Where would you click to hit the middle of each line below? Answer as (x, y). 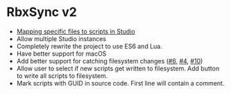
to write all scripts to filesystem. (62, 76)
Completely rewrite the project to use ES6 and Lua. (89, 46)
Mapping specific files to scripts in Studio (76, 31)
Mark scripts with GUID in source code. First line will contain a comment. (120, 83)
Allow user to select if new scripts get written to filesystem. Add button (118, 68)
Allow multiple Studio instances (61, 38)
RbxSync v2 (42, 12)
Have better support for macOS (61, 54)
